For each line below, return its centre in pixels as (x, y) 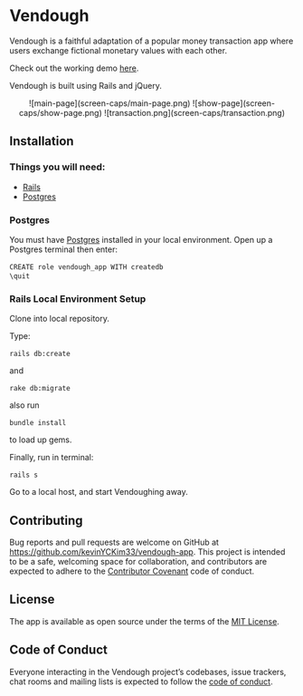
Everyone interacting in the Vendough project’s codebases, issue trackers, (148, 672)
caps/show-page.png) (60, 112)
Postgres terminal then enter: (63, 249)
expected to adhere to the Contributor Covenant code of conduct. (132, 571)
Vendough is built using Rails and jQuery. (86, 85)
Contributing (46, 521)
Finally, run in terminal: (52, 458)
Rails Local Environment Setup (78, 298)
